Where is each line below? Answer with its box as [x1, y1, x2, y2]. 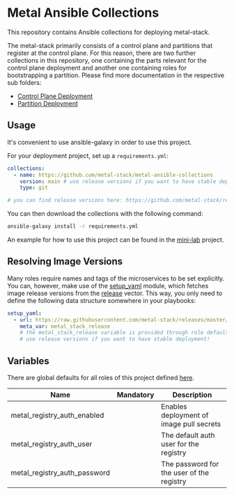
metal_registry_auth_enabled [10, 411, 104, 420]
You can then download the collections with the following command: [7, 210, 203, 218]
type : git [19, 184, 49, 191]
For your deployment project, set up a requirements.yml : [7, 151, 169, 159]
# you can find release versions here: [7, 197, 123, 204]
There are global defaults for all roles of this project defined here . [7, 374, 195, 382]
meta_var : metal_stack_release [19, 322, 111, 330]
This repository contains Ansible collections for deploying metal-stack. [7, 28, 210, 36]
